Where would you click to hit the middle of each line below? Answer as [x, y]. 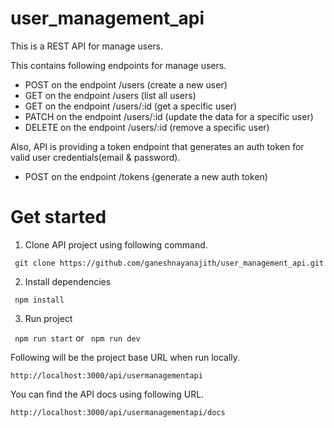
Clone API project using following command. [116, 244]
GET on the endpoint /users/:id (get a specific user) [131, 106]
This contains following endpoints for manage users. [118, 65]
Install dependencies [68, 281]
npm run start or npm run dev [77, 338]
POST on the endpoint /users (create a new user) [126, 84]
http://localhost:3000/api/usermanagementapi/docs [118, 412]
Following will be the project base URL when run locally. [125, 357]
